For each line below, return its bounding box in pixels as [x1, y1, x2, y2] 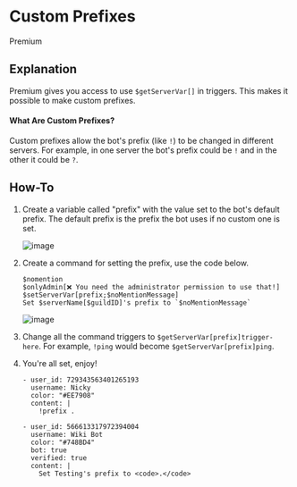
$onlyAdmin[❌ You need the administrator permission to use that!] [21, 282, 280, 291]
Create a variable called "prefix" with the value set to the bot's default [21, 204, 280, 214]
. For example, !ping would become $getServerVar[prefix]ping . [38, 340, 275, 351]
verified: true [30, 453, 88, 462]
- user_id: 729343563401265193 [21, 375, 140, 384]
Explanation [9, 62, 78, 77]
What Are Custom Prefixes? [9, 115, 115, 126]
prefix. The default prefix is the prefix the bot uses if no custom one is [21, 213, 280, 224]
